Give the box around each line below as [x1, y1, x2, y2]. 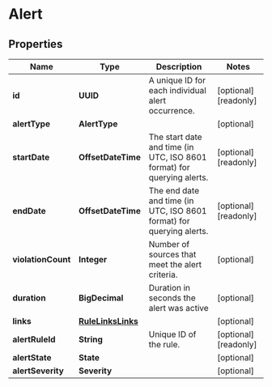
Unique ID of [148, 329, 197, 340]
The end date [148, 185, 200, 196]
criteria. [148, 269, 178, 280]
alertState [12, 352, 52, 363]
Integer [78, 254, 108, 265]
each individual [148, 85, 206, 96]
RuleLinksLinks [78, 316, 139, 326]
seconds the [148, 292, 196, 304]
